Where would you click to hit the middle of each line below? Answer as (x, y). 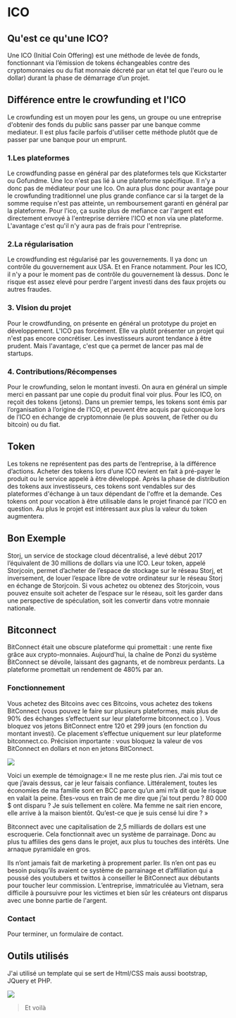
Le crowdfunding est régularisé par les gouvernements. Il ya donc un (107, 259)
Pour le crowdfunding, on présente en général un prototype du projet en (112, 323)
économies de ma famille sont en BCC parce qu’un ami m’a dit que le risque (117, 790)
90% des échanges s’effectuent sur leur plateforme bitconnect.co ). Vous (114, 718)
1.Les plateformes (39, 158)
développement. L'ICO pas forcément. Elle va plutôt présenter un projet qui (116, 331)
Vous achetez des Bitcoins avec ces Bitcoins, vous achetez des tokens (110, 703)
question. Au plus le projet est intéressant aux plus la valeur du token (107, 509)
